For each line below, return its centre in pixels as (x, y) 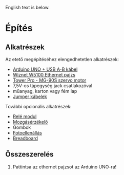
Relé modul (25, 116)
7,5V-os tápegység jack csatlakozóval (53, 86)
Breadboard (25, 138)
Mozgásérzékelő (30, 122)
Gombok (22, 127)
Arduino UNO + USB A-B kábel (45, 69)
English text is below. (27, 7)
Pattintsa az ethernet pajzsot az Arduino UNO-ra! (65, 167)
